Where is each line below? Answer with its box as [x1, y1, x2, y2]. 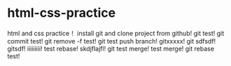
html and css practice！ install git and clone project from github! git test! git [7, 29, 225, 37]
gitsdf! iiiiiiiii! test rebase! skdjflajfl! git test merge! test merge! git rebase [7, 44, 215, 53]
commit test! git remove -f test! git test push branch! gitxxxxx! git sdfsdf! [7, 37, 216, 45]
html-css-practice [7, 5, 116, 21]
